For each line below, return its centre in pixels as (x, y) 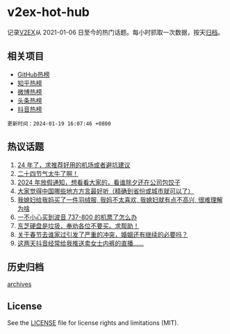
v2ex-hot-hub (49, 12)
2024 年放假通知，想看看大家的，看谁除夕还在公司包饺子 (99, 182)
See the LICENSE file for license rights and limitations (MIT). (93, 323)
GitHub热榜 (33, 74)
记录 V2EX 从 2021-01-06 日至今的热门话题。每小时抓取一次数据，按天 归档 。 (116, 32)
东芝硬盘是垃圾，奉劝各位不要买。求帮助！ (78, 225)
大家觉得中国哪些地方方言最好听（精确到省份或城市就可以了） (106, 191)
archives (19, 284)
